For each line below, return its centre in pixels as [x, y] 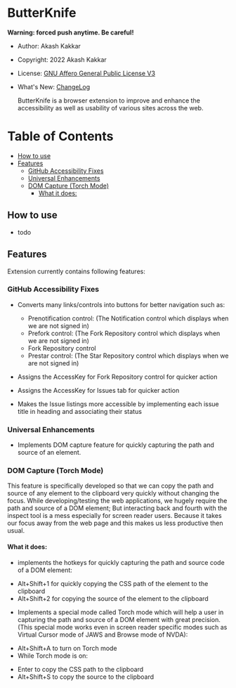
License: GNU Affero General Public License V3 [86, 73]
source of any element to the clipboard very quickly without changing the [113, 493]
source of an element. [49, 453]
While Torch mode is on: [53, 656]
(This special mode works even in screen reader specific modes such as [122, 627]
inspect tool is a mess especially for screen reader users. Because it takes [115, 516]
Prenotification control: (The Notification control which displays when [128, 318]
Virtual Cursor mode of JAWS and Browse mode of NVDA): [103, 635]
